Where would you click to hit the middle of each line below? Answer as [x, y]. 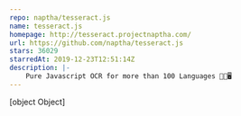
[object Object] [37, 102]
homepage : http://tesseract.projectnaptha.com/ [101, 34]
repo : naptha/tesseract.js [60, 18]
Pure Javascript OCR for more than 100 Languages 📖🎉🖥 [129, 76]
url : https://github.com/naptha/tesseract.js [96, 43]
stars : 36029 [34, 51]
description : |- [40, 68]
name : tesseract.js [46, 26]
